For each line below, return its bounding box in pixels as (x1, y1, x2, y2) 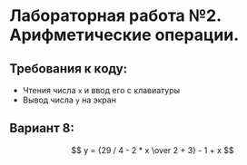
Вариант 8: (9, 121, 75, 136)
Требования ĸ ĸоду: (9, 61, 128, 76)
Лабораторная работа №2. (9, 5, 222, 26)
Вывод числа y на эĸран (22, 94, 116, 105)
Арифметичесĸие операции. (9, 24, 240, 45)
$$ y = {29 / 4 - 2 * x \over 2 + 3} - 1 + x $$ (71, 144, 234, 155)
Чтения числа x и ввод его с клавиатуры (22, 85, 181, 95)
